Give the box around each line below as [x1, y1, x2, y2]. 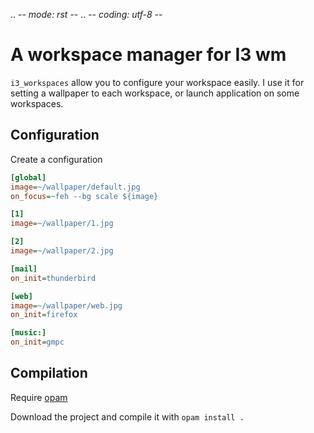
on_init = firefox [10, 310, 78, 320]
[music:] [10, 328, 47, 338]
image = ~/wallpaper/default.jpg [10, 182, 141, 192]
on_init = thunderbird [10, 273, 97, 283]
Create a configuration [10, 153, 103, 165]
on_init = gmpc [10, 337, 65, 348]
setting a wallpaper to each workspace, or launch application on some [10, 87, 300, 99]
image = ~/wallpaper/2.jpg [10, 246, 114, 256]
